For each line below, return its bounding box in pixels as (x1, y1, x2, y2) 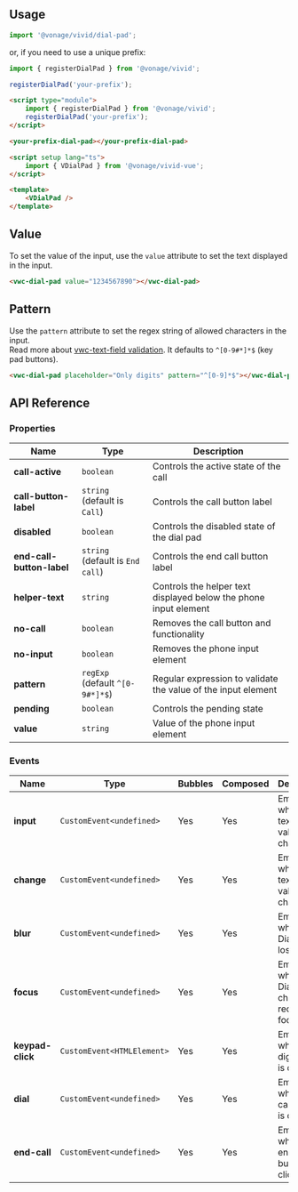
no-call (13, 623, 46, 635)
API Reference (9, 395, 90, 410)
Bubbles (177, 777, 214, 790)
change (13, 874, 47, 886)
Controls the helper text (152, 580, 251, 592)
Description (193, 445, 244, 457)
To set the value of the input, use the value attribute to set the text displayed (9, 250, 288, 261)
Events (9, 755, 40, 768)
